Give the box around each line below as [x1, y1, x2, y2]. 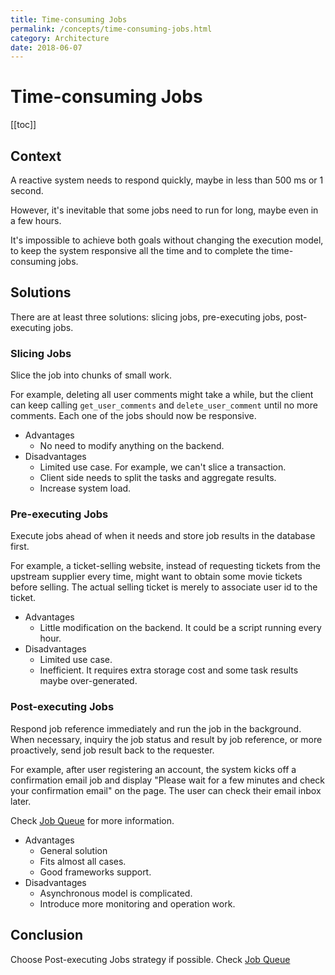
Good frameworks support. [39, 866, 152, 878]
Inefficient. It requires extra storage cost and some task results [39, 664, 299, 676]
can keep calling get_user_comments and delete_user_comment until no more [10, 399, 318, 411]
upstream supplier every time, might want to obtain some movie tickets [10, 571, 303, 583]
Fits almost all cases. [39, 855, 127, 867]
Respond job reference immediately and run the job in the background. [10, 722, 302, 735]
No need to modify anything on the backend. [39, 440, 225, 452]
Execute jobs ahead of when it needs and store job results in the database [10, 530, 316, 542]
